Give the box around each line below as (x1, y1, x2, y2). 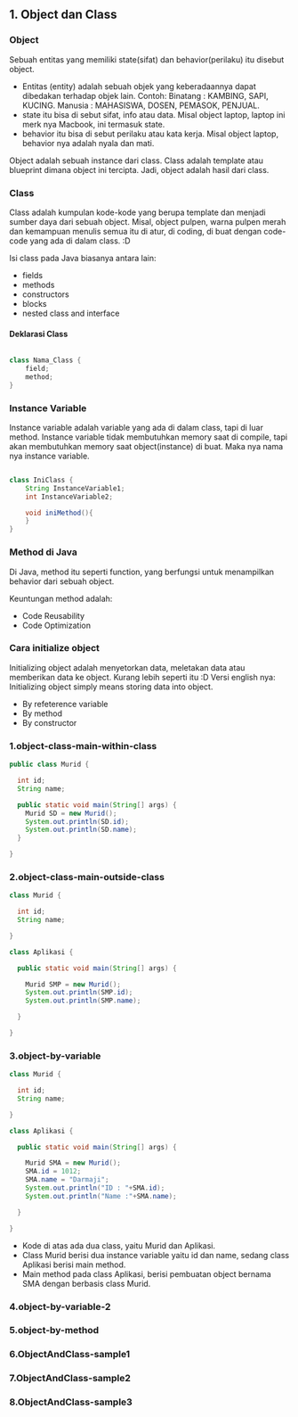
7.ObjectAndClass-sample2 (9, 1372, 132, 1385)
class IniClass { (9, 475, 74, 484)
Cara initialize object (9, 642, 101, 655)
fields (21, 269, 43, 280)
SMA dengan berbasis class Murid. (21, 1278, 151, 1289)
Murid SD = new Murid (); (25, 809, 117, 818)
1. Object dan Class (9, 7, 117, 22)
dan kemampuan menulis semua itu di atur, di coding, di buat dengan (9, 226, 262, 236)
